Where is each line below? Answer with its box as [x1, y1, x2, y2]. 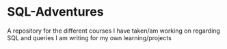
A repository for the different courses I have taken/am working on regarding [7, 27, 221, 35]
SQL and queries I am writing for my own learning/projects [7, 33, 172, 42]
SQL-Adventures [7, 4, 104, 20]
